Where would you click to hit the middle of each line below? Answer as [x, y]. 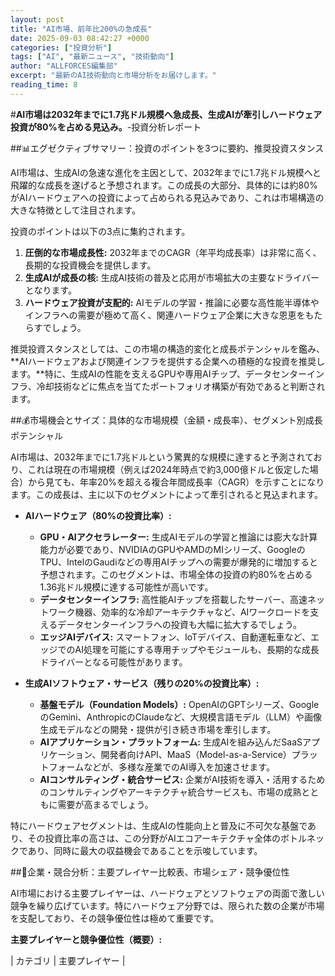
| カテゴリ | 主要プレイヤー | [68, 960]
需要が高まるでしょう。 [105, 804]
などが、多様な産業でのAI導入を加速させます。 [179, 767]
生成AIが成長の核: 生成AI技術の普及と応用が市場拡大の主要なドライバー [172, 277]
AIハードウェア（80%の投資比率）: [98, 515]
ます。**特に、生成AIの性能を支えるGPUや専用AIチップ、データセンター [159, 373]
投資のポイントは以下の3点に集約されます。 [100, 231]
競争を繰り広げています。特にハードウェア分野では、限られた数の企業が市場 [167, 905]
